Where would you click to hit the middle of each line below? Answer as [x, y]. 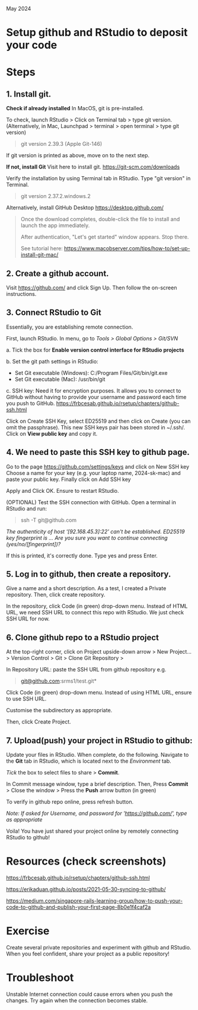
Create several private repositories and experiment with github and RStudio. [99, 947]
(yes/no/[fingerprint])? [33, 544]
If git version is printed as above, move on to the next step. [78, 155]
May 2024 [19, 9]
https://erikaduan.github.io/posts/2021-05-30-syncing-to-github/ [86, 889]
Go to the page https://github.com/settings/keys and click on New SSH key [98, 466]
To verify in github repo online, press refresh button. [70, 802]
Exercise [28, 931]
